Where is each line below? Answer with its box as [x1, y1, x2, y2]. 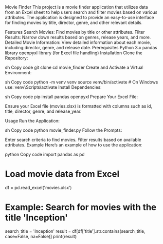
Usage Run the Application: [5, 118, 60, 123]
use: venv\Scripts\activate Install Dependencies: [5, 84, 102, 90]
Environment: [5, 70, 32, 75]
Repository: [5, 55, 28, 61]
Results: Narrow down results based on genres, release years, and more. [5, 34, 151, 40]
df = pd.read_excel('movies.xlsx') [5, 184, 72, 190]
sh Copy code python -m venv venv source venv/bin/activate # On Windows [5, 79, 158, 85]
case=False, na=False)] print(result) [5, 233, 77, 239]
